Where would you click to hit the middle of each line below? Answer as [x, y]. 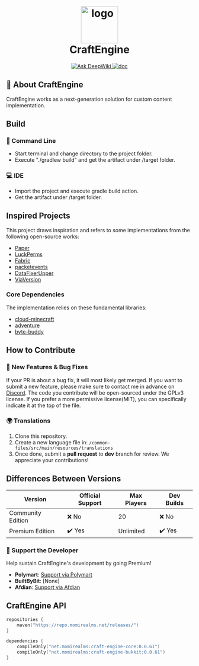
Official [90, 495]
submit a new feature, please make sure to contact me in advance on [90, 386]
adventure [27, 325]
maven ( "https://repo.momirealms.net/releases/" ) [78, 625]
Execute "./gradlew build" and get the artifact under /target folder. [95, 160]
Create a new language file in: [51, 442]
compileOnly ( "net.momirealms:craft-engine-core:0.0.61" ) [89, 647]
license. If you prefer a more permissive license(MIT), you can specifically [96, 399]
